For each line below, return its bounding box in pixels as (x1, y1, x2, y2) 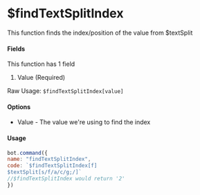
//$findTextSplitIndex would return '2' (7, 176, 126, 183)
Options (7, 103, 31, 111)
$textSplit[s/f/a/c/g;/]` (7, 169, 82, 176)
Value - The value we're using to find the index (17, 118, 151, 126)
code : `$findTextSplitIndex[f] (7, 162, 98, 169)
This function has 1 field (7, 60, 75, 68)
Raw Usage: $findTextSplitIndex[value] (7, 87, 124, 95)
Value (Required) (17, 74, 66, 82)
